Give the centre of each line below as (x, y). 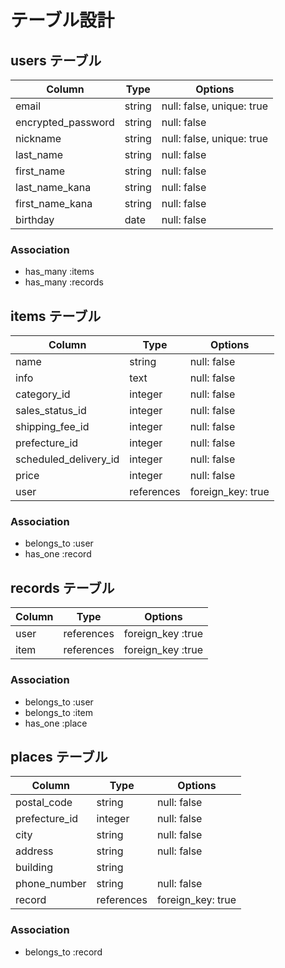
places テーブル (59, 756)
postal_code (44, 803)
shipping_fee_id (52, 427)
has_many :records (64, 282)
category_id (43, 394)
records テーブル (62, 587)
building (34, 868)
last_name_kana (53, 187)
